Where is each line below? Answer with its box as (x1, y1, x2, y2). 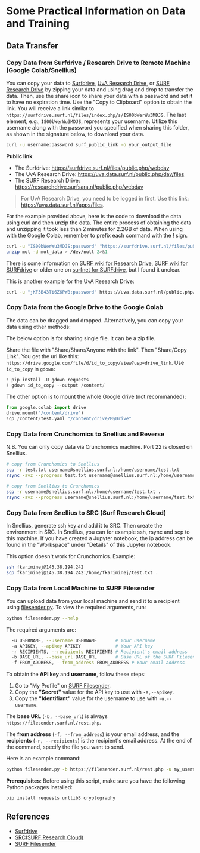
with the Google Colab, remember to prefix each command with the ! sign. (6, 232, 188, 239)
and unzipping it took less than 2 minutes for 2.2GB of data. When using (6, 225, 183, 232)
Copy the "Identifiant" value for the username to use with (14, 695, 158, 702)
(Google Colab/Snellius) (6, 66, 77, 74)
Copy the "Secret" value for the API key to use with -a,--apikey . (14, 688, 174, 696)
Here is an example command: (6, 755, 81, 762)
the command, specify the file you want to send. (6, 743, 125, 750)
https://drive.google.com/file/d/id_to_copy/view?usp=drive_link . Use (6, 359, 185, 366)
